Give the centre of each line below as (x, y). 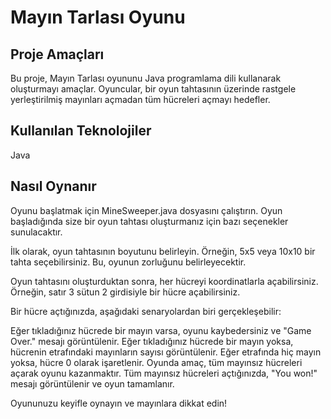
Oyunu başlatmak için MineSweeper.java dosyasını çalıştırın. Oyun (146, 210)
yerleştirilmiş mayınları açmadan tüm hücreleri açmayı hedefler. (140, 99)
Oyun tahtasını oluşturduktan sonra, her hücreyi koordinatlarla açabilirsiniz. (164, 281)
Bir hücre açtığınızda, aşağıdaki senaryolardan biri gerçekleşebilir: (146, 311)
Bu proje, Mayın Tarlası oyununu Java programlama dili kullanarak (146, 78)
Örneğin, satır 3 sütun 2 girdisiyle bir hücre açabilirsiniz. (125, 292)
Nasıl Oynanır (53, 186)
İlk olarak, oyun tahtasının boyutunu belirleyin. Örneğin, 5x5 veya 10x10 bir (163, 251)
